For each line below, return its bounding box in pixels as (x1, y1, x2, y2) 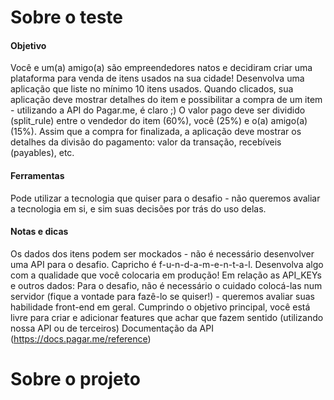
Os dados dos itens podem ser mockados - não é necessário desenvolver (10, 247, 315, 260)
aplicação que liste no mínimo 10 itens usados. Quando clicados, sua (10, 83, 294, 95)
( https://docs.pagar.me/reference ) (10, 332, 152, 345)
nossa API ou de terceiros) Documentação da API (10, 322, 214, 334)
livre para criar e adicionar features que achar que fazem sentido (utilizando (10, 311, 324, 323)
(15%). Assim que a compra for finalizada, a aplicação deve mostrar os (10, 126, 302, 138)
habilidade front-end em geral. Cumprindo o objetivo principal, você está (10, 301, 311, 313)
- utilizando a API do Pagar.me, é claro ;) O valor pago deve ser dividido (10, 104, 306, 116)
